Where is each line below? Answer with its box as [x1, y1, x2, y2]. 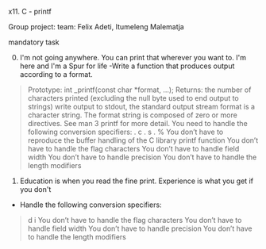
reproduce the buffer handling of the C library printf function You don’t [27, 136, 259, 145]
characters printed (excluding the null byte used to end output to [27, 94, 240, 102]
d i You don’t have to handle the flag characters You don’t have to [27, 216, 242, 224]
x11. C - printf [8, 7, 52, 16]
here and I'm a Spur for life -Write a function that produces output [19, 61, 235, 71]
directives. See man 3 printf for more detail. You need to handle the [27, 119, 248, 128]
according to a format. [19, 70, 93, 79]
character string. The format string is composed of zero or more [27, 110, 238, 120]
